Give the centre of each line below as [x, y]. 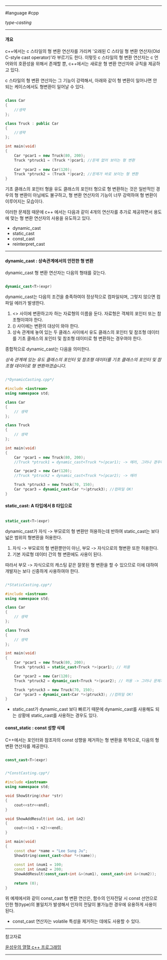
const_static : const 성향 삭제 [35, 728]
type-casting [18, 22]
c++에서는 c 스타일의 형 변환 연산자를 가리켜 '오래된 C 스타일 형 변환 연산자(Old [83, 51]
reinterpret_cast [29, 244]
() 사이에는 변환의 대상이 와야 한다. [46, 326]
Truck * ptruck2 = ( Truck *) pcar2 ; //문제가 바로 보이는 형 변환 [76, 174]
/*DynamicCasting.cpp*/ [30, 380]
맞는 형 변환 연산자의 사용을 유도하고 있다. [51, 218]
